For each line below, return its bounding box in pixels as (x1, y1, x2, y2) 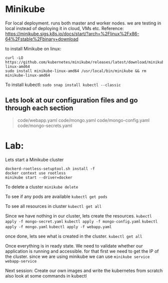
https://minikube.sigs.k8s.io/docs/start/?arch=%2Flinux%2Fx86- (5, 30, 139, 36)
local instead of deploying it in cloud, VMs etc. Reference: (5, 25, 124, 31)
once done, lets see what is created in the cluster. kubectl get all (5, 233, 142, 239)
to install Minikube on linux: (5, 45, 61, 51)
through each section (5, 104, 73, 112)
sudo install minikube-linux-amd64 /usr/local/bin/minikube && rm (5, 68, 146, 73)
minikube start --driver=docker (5, 175, 72, 180)
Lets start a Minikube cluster (5, 156, 64, 162)
